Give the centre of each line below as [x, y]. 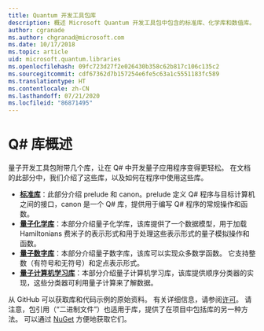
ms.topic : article [38, 52]
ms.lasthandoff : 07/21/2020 [54, 96]
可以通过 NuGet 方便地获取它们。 [77, 319]
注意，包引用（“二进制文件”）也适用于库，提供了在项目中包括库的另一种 [125, 309]
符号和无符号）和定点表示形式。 [92, 263]
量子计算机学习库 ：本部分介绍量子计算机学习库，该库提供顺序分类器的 [133, 273]
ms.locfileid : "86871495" [50, 103]
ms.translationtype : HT [47, 81]
